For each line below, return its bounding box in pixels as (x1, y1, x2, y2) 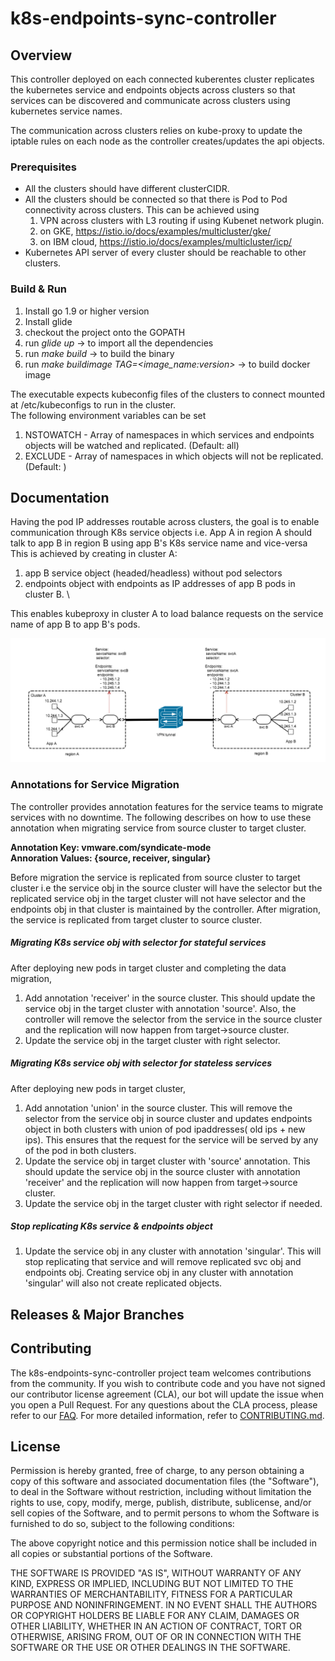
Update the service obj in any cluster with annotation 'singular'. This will (24, 1245, 322, 1257)
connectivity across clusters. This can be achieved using (24, 204, 260, 216)
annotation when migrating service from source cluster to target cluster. (10, 822, 307, 834)
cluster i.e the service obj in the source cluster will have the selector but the (10, 882, 323, 894)
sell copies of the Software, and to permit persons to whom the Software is (10, 1507, 320, 1519)
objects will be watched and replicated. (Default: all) (24, 439, 240, 451)
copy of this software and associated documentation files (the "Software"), (10, 1475, 320, 1487)
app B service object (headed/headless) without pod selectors (24, 567, 283, 579)
